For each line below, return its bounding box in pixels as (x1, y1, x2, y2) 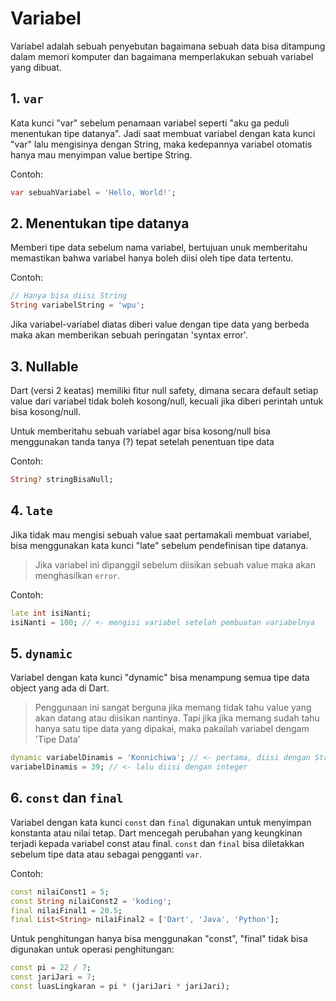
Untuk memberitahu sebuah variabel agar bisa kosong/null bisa (10, 425, 271, 437)
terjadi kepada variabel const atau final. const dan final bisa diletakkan (10, 837, 305, 849)
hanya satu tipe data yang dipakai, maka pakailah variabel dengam (34, 723, 310, 735)
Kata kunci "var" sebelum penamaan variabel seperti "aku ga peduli (10, 117, 290, 129)
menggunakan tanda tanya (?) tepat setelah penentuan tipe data (10, 436, 275, 447)
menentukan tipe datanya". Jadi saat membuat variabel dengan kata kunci (10, 127, 316, 139)
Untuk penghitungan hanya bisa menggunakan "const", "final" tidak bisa (10, 933, 308, 945)
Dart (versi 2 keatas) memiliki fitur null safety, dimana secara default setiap (10, 385, 319, 396)
